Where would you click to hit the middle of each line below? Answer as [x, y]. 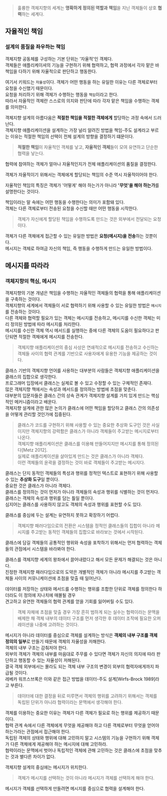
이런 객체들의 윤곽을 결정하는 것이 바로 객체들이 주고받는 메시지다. [81, 463]
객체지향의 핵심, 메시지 [31, 281]
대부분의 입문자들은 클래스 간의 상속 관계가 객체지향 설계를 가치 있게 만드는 [78, 395]
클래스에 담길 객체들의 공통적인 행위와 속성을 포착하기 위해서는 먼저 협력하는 [79, 543]
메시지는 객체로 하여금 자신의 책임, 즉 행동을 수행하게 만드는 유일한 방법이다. [79, 248]
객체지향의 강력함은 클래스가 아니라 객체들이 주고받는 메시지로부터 [95, 431]
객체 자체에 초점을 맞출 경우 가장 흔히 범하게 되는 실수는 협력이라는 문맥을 [88, 612]
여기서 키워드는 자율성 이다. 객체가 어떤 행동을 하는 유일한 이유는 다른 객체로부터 [82, 82]
